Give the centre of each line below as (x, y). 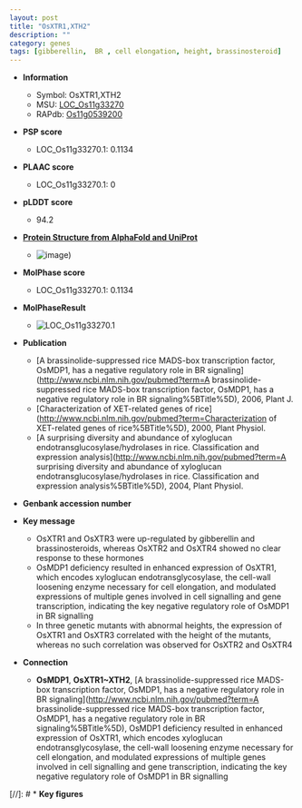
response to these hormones (90, 558)
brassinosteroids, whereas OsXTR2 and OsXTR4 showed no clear (158, 548)
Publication (44, 343)
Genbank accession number (77, 504)
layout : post (34, 18)
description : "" (40, 34)
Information (45, 77)
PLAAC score (48, 167)
